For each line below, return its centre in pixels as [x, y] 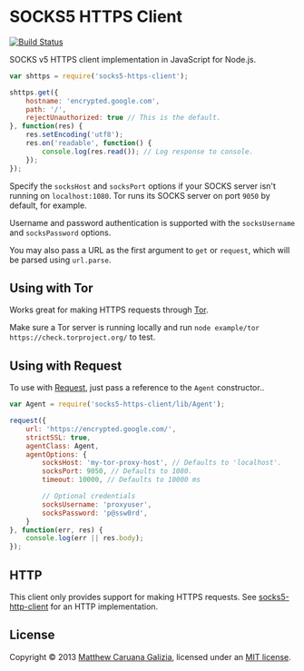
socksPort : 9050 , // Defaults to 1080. [118, 471]
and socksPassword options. [60, 232]
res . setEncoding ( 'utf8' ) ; [75, 135]
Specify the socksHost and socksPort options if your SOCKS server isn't [143, 186]
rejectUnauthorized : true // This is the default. [123, 118]
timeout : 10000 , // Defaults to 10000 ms [122, 480]
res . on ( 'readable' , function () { [89, 143]
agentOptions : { [57, 454]
